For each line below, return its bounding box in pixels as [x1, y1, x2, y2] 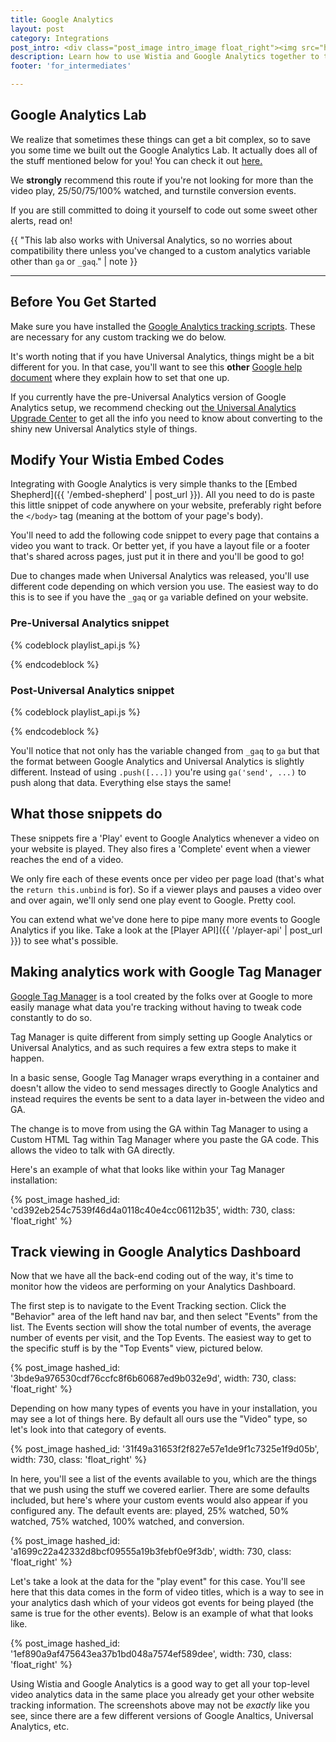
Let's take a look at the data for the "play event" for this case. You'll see [10, 1576, 306, 1588]
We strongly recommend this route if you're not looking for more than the [10, 174, 314, 186]
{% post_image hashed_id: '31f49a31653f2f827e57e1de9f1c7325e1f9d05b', [10, 1443, 320, 1455]
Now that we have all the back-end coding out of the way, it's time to [10, 1270, 294, 1282]
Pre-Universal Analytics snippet [10, 616, 170, 630]
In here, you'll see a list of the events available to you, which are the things [10, 1473, 317, 1485]
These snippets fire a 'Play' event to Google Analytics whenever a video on [10, 832, 320, 844]
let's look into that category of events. [10, 1424, 167, 1436]
